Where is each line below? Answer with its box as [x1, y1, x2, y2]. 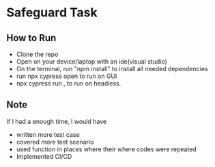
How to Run [6, 32, 57, 44]
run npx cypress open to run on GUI [16, 72, 117, 80]
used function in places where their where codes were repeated [16, 145, 197, 153]
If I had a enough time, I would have [6, 117, 107, 125]
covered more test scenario [16, 138, 94, 146]
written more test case [16, 130, 80, 138]
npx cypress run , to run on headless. [16, 79, 121, 87]
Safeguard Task [6, 5, 98, 21]
